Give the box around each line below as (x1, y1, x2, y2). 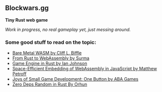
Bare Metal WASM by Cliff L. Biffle (12, 50, 82, 56)
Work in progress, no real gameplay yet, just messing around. (5, 27, 131, 32)
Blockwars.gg (5, 4, 49, 12)
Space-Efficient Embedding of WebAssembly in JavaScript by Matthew (12, 66, 157, 72)
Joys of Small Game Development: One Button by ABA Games (12, 76, 139, 82)
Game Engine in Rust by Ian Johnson (12, 61, 87, 66)
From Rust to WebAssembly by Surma (12, 55, 90, 61)
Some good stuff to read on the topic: (5, 39, 96, 46)
